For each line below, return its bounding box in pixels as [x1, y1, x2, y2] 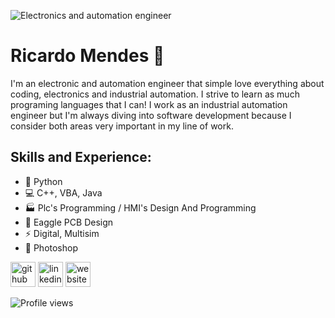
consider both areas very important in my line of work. [10, 120, 234, 132]
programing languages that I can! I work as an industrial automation [10, 98, 288, 110]
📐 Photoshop [24, 241, 79, 254]
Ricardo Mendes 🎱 [10, 45, 165, 67]
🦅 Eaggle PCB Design [24, 216, 114, 228]
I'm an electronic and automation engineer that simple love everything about [10, 77, 325, 89]
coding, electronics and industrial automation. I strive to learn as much [10, 88, 300, 100]
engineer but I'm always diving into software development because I [10, 109, 292, 121]
